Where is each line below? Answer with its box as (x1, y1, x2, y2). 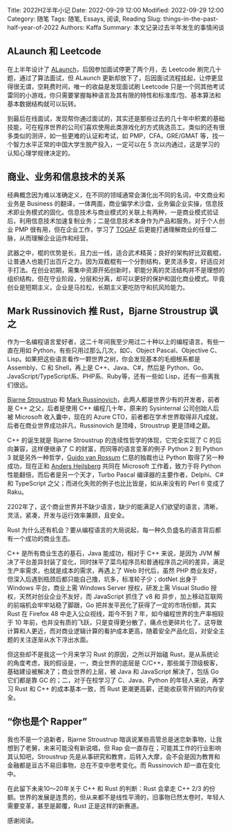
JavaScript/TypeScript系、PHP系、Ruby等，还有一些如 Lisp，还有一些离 (7, 372, 214, 381)
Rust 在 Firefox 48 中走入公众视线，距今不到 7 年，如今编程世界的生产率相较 (7, 610, 224, 618)
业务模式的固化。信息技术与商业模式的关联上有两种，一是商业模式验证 (19, 208, 219, 216)
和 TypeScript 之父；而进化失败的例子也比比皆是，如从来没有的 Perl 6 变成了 (7, 479, 225, 488)
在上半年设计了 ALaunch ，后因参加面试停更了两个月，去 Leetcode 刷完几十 (7, 65, 222, 73)
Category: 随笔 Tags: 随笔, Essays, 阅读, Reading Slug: (7, 15, 162, 23)
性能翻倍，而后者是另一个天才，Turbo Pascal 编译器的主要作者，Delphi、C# (7, 470, 224, 479)
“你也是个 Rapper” (7, 716, 88, 727)
